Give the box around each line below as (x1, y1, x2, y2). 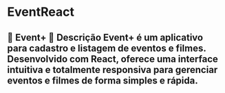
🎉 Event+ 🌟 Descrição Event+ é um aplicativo (7, 32, 204, 43)
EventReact (7, 4, 74, 20)
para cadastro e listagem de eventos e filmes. (7, 42, 206, 54)
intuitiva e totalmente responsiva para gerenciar (7, 63, 218, 76)
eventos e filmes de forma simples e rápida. (7, 74, 198, 86)
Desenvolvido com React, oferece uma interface (7, 53, 219, 65)
